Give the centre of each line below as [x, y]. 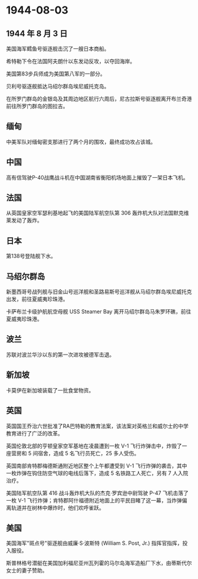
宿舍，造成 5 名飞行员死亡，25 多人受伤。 [89, 453]
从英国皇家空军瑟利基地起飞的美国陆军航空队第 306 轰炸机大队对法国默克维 [98, 213]
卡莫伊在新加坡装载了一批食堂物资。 [50, 390]
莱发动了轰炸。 [24, 220]
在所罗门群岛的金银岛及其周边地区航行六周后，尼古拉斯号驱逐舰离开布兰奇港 [99, 99]
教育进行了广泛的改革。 [34, 433]
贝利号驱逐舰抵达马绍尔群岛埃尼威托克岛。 [58, 86]
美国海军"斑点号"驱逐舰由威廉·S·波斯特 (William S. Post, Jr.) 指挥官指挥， [94, 543]
